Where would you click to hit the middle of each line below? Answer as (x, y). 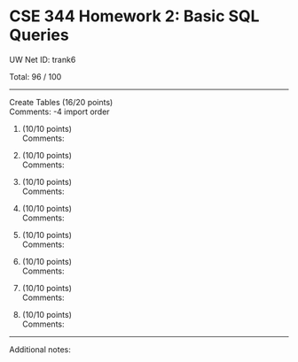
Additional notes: (40, 349)
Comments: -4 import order (59, 112)
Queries (39, 35)
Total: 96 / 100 (35, 76)
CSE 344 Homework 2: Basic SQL (134, 16)
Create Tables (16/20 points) (61, 102)
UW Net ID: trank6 (43, 59)
